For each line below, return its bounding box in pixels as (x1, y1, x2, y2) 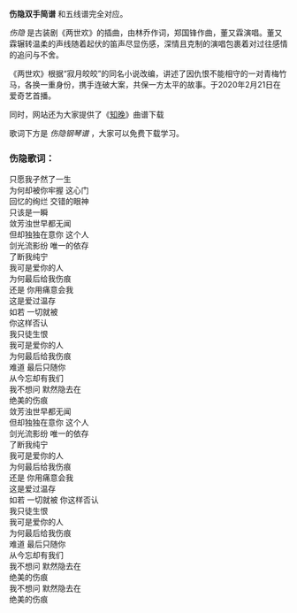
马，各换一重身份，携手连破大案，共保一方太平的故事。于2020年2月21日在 (9, 80, 281, 89)
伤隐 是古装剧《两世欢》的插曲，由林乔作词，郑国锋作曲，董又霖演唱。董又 (9, 27, 283, 38)
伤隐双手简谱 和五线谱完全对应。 (9, 9, 128, 19)
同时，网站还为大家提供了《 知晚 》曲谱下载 (9, 110, 164, 119)
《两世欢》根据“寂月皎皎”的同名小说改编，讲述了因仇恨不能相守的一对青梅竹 (9, 68, 287, 79)
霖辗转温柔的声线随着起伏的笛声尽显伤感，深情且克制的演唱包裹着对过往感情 (9, 39, 288, 49)
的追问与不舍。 (9, 50, 64, 60)
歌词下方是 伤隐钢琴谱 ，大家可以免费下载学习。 (9, 128, 184, 138)
